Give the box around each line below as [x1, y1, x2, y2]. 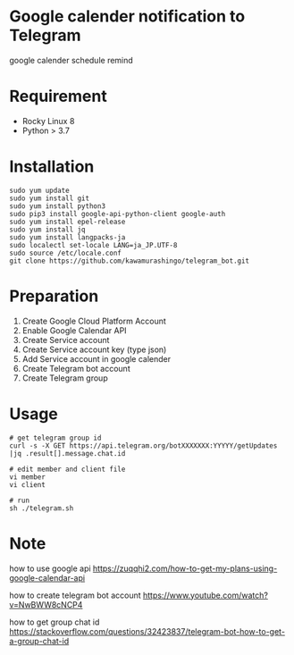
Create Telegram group [21, 373, 109, 383]
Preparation [9, 286, 99, 306]
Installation [9, 156, 95, 177]
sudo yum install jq [9, 225, 87, 234]
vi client [9, 480, 46, 489]
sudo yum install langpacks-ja [9, 232, 126, 242]
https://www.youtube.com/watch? [142, 590, 268, 600]
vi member [9, 472, 46, 482]
